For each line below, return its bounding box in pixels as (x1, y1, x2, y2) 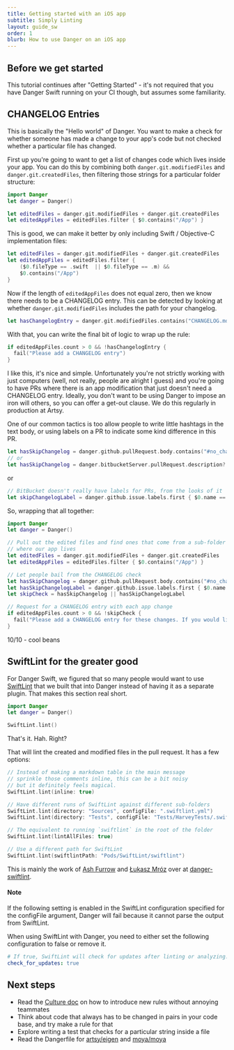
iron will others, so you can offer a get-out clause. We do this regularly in (7, 399, 216, 408)
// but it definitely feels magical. (7, 782, 117, 789)
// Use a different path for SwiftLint (7, 846, 123, 853)
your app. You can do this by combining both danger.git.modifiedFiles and (7, 162, 225, 171)
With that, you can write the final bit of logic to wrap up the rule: (7, 330, 190, 338)
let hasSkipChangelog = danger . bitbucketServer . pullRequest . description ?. (7, 461, 229, 468)
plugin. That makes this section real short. (7, 689, 127, 698)
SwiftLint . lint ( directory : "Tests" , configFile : (7, 814, 151, 821)
